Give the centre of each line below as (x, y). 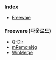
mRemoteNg (24, 47)
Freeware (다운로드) (28, 31)
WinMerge (22, 52)
